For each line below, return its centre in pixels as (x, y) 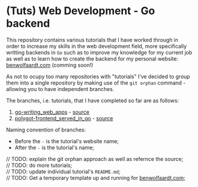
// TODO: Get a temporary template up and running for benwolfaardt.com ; (96, 178)
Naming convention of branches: (46, 130)
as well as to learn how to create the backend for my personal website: (92, 59)
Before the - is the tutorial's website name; (67, 141)
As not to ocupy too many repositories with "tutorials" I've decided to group (98, 76)
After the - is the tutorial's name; (54, 147)
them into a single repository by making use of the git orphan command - (96, 83)
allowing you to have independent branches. (60, 89)
